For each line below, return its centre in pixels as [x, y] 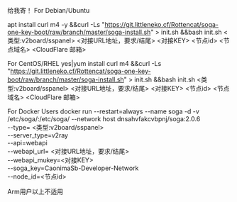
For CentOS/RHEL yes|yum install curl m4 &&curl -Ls [84, 63]
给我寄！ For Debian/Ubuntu [49, 10]
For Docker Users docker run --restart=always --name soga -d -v [104, 111]
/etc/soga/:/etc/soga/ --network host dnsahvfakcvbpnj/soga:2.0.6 [104, 119]
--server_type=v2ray [38, 135]
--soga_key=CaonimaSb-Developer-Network [73, 168]
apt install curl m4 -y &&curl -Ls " [56, 24]
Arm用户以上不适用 [35, 191]
